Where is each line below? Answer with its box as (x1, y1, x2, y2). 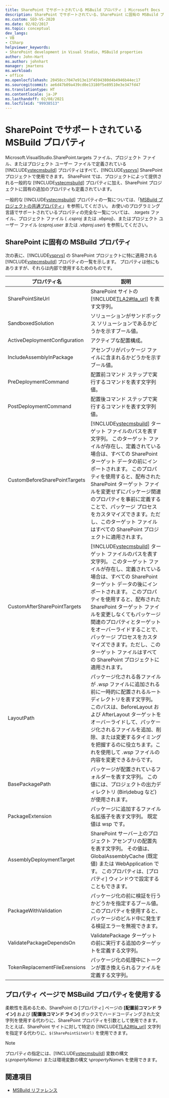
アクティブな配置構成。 (90, 337, 146, 344)
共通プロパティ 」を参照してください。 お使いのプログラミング (31, 203, 160, 209)
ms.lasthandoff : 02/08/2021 (5, 96, 64, 101)
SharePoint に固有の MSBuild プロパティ (5, 238, 131, 247)
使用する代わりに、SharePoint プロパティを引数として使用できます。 (18, 1017, 160, 1023)
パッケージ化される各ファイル (90, 673, 161, 680)
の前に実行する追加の (90, 939, 141, 946)
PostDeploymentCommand (8, 402, 71, 409)
